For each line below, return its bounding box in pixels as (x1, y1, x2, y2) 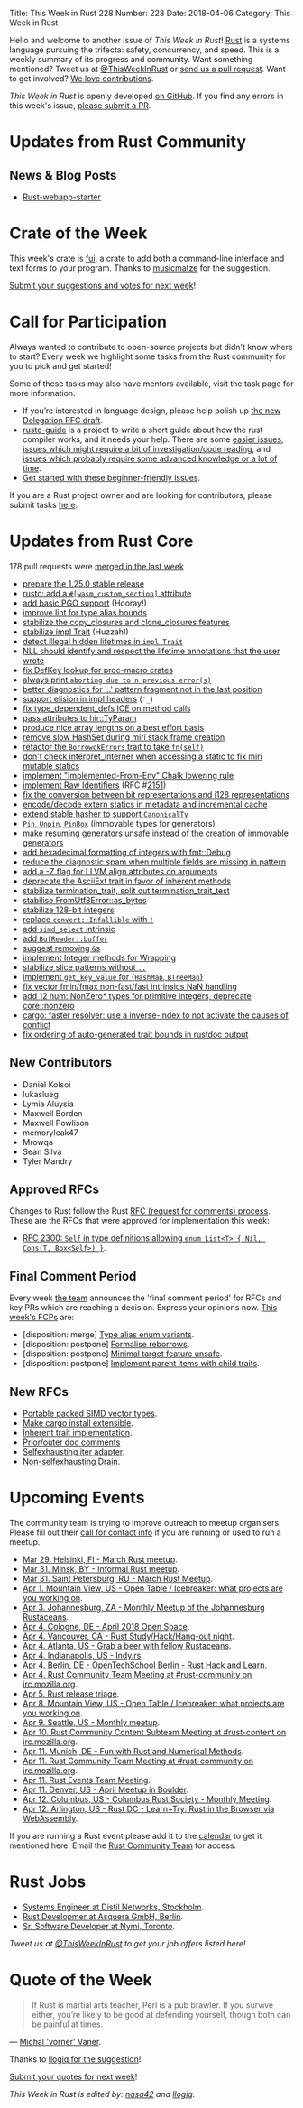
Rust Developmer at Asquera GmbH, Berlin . (22, 1910, 183, 1921)
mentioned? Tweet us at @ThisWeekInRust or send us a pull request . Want (9, 63, 286, 74)
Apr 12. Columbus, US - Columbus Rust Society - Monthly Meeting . (22, 1794, 272, 1804)
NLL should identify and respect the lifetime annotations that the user (22, 645, 280, 656)
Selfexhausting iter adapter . (22, 1447, 125, 1457)
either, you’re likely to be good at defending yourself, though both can (31, 2009, 291, 2020)
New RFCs (9, 1384, 69, 1400)
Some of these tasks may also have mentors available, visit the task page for (9, 378, 294, 389)
